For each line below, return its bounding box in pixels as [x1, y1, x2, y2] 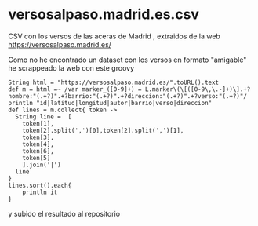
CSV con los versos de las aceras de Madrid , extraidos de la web [8, 31, 221, 41]
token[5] [22, 154, 51, 162]
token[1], [22, 119, 55, 127]
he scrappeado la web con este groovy [8, 63, 135, 72]
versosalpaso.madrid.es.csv [8, 5, 200, 24]
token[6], [22, 147, 55, 155]
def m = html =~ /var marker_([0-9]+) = [8, 85, 143, 93]
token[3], [22, 133, 55, 141]
